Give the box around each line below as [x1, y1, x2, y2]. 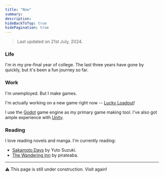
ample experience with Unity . [5, 114, 64, 120]
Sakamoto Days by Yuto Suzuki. [12, 147, 77, 153]
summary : [5, 12, 23, 17]
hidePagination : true [5, 25, 49, 30]
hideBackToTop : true [5, 20, 47, 26]
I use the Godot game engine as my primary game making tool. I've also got [5, 109, 157, 115]
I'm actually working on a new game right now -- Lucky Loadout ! [5, 99, 135, 105]
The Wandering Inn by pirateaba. [12, 152, 79, 158]
